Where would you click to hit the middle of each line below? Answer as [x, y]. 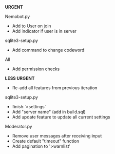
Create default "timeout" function [46, 141]
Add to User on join [31, 26]
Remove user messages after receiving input [57, 136]
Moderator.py [19, 126]
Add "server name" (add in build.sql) [49, 112]
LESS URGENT [20, 78]
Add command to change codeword [48, 50]
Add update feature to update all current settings [61, 117]
